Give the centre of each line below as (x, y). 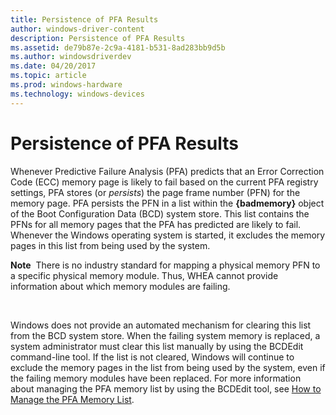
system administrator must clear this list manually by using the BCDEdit (157, 346)
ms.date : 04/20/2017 (53, 66)
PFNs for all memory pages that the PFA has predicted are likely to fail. (156, 224)
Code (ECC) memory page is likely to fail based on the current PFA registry (164, 182)
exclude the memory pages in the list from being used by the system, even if (168, 367)
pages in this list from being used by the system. (110, 245)
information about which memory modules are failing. (120, 286)
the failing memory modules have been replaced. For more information (156, 378)
